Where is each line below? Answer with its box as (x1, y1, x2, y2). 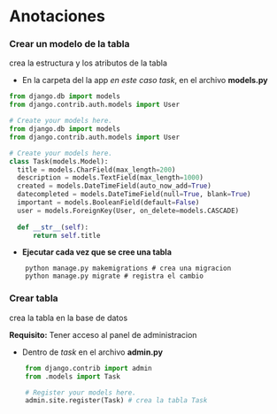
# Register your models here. (25, 387, 137, 397)
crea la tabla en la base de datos (9, 312, 128, 323)
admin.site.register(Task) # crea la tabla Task (25, 396, 208, 405)
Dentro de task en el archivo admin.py (21, 347, 164, 357)
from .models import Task (25, 372, 121, 381)
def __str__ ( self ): (17, 223, 89, 232)
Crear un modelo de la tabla (9, 38, 130, 50)
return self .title (32, 231, 101, 240)
